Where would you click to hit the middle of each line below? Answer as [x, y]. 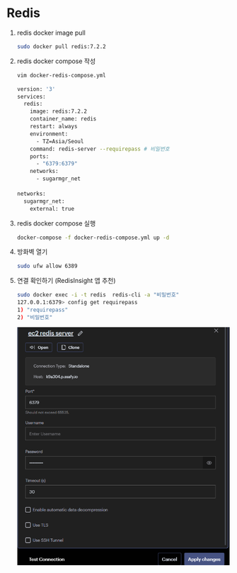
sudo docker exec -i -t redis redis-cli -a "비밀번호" [98, 295]
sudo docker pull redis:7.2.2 [62, 46]
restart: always [54, 127]
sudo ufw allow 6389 [47, 266]
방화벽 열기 [32, 252]
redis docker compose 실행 [56, 223]
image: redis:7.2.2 [59, 111]
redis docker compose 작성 [56, 61]
